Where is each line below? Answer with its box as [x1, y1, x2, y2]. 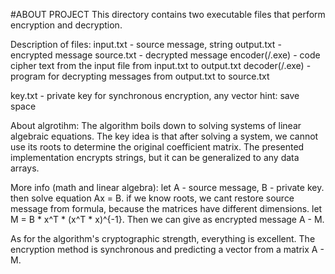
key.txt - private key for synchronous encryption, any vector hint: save [10, 90, 300, 101]
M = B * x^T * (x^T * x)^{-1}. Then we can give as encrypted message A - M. [10, 214, 325, 225]
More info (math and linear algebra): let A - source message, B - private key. [10, 182, 325, 193]
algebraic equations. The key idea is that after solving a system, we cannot [10, 130, 319, 142]
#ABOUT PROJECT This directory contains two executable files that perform [10, 9, 326, 20]
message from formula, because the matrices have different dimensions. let [10, 203, 323, 214]
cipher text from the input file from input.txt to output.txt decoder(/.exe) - [10, 60, 312, 71]
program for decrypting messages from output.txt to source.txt [10, 70, 270, 82]
